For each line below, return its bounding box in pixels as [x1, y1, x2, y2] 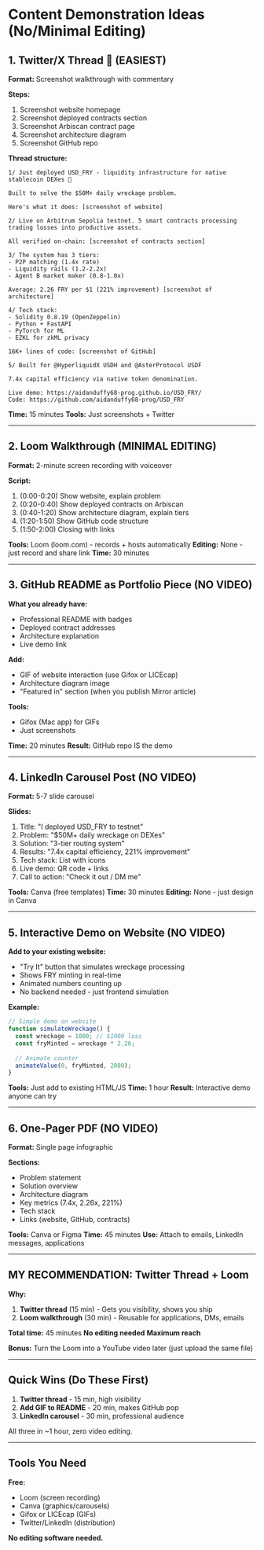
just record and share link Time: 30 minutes [8, 548, 150, 558]
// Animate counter [15, 1054, 79, 1062]
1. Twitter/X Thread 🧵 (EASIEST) [8, 53, 167, 67]
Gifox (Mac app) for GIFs [19, 717, 100, 727]
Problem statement [19, 1173, 82, 1183]
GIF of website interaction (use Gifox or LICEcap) [19, 670, 178, 679]
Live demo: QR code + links [19, 863, 109, 874]
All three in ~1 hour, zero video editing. [8, 1426, 133, 1436]
